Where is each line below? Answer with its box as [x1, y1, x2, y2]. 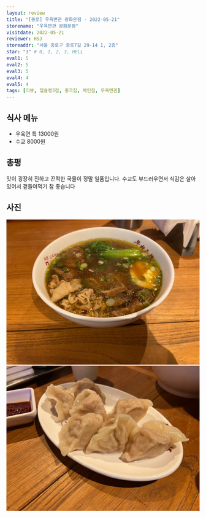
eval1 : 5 [6, 55, 29, 61]
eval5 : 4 [6, 81, 29, 87]
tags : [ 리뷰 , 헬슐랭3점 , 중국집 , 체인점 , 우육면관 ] [6, 88, 121, 94]
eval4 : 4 [6, 74, 29, 81]
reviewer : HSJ [6, 36, 43, 42]
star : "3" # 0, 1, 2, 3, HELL [6, 49, 84, 55]
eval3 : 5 [6, 68, 29, 74]
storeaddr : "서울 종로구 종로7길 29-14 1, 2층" [6, 42, 118, 49]
